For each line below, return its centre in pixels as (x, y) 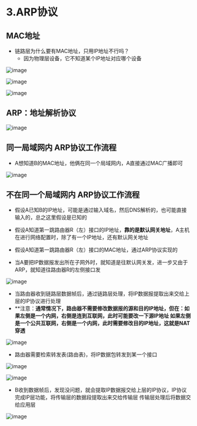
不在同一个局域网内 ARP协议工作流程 (73, 195)
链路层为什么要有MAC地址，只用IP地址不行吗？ (72, 51)
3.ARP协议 (32, 12)
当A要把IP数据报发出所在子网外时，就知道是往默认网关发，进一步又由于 (101, 263)
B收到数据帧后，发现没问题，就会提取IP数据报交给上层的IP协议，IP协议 (101, 390)
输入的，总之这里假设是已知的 (51, 217)
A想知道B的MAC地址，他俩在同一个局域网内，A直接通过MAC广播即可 (99, 163)
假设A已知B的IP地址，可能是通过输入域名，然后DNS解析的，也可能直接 (101, 210)
